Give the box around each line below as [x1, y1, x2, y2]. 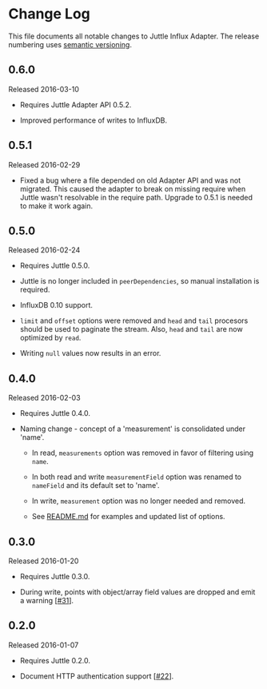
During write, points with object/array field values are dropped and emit [19, 587, 256, 597]
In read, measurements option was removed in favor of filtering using [31, 448, 254, 457]
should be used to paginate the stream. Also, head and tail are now [19, 324, 243, 334]
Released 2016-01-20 [8, 556, 79, 566]
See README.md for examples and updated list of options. [31, 512, 225, 522]
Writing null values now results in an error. [19, 349, 161, 358]
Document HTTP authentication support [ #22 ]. [19, 671, 174, 681]
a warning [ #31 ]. [19, 596, 74, 605]
